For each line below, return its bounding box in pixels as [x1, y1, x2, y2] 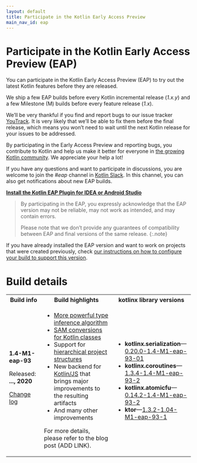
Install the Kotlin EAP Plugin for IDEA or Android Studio [6, 189, 142, 196]
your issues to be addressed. [6, 130, 76, 138]
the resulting [53, 392, 89, 400]
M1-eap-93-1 [124, 413, 167, 421]
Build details [6, 275, 68, 288]
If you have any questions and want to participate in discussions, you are [6, 165, 182, 173]
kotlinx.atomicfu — [124, 384, 177, 392]
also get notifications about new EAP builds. [6, 178, 113, 185]
